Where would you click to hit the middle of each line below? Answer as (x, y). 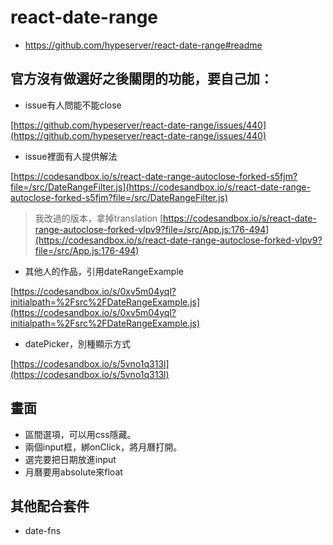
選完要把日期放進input (70, 459)
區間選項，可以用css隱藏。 (80, 434)
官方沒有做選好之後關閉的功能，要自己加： (141, 79)
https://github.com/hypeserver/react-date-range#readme (143, 45)
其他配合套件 (50, 506)
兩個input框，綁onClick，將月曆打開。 (103, 447)
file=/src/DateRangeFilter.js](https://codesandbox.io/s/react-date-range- (160, 187)
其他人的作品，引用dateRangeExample (104, 271)
